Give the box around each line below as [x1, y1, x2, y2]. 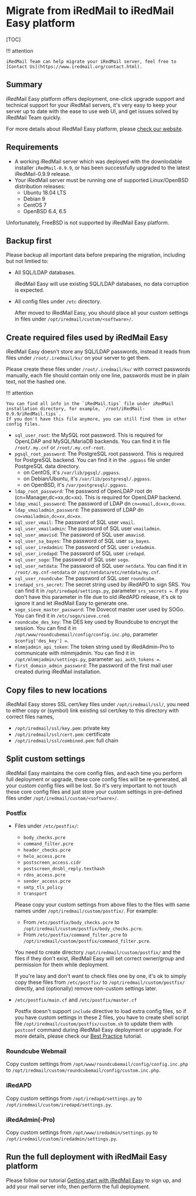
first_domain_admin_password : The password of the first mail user [14, 662, 173, 669]
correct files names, [6, 713, 54, 720]
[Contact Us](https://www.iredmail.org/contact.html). [6, 63, 143, 70]
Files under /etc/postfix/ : [14, 822, 79, 830]
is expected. [14, 287, 44, 294]
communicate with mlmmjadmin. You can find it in [14, 649, 135, 657]
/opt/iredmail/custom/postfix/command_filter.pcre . [23, 938, 151, 945]
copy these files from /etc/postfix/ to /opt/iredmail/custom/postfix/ [14, 979, 185, 986]
